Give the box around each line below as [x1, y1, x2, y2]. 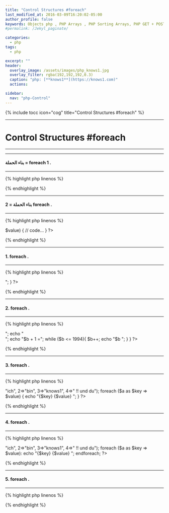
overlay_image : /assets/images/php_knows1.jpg [10, 68, 109, 73]
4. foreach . [5, 419, 30, 425]
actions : [10, 82, 28, 87]
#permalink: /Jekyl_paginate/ [5, 26, 69, 31]
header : [5, 63, 22, 68]
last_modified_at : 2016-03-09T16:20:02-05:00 [5, 12, 102, 17]
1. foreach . [5, 253, 29, 260]
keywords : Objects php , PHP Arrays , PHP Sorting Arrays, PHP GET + [5, 21, 154, 27]
